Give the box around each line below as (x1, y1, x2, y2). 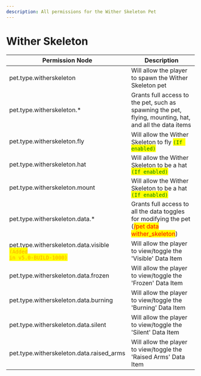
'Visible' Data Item (131, 254, 182, 263)
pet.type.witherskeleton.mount (9, 183, 96, 192)
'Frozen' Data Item (131, 279, 183, 287)
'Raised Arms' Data (131, 353, 185, 361)
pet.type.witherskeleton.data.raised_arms (9, 349, 126, 357)
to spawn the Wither (131, 73, 188, 82)
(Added (9, 248, 28, 255)
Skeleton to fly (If (131, 138, 182, 146)
